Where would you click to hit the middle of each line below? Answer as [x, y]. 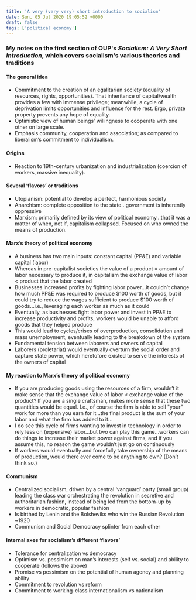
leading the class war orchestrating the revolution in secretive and [94, 496]
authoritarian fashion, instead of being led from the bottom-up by [93, 502]
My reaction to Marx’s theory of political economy [68, 375]
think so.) [26, 463]
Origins [15, 153]
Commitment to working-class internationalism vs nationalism [89, 590]
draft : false [22, 22]
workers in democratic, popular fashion [62, 508]
